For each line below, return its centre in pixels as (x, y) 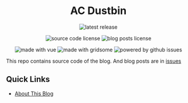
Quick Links (28, 79)
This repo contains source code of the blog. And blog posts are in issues (94, 61)
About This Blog (34, 93)
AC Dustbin (98, 11)
